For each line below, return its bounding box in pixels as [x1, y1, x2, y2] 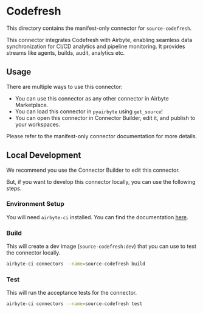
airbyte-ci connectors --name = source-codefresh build [6, 261, 146, 267]
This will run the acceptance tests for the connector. [6, 289, 137, 297]
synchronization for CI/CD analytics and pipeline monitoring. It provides [6, 43, 185, 50]
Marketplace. [15, 101, 49, 108]
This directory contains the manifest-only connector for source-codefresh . [6, 24, 192, 32]
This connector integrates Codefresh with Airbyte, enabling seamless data [6, 36, 193, 43]
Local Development [6, 150, 81, 161]
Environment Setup [6, 200, 65, 208]
